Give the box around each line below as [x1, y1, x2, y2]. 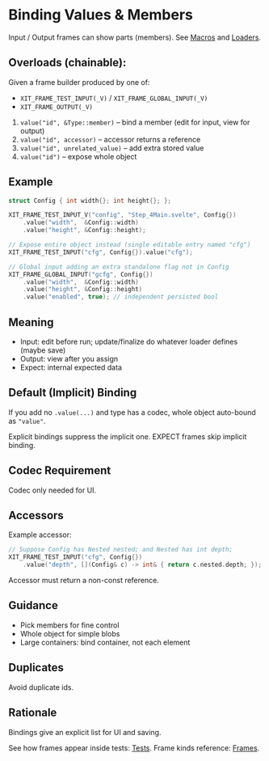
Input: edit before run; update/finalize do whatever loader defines [19, 337, 238, 346]
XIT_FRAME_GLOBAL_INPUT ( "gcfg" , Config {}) [8, 270, 153, 278]
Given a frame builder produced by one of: [8, 77, 150, 87]
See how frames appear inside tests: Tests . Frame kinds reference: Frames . [8, 742, 260, 753]
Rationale [8, 706, 57, 720]
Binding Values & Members [8, 6, 194, 24]
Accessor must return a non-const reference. [8, 576, 159, 586]
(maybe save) [19, 345, 66, 355]
